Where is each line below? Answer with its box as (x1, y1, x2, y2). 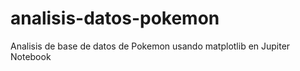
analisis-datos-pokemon (10, 7, 220, 30)
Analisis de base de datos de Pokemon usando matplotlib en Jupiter (10, 40, 291, 52)
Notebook (10, 50, 52, 62)
